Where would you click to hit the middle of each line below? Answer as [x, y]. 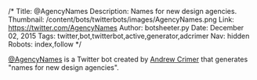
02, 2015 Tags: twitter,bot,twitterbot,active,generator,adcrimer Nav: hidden [129, 36]
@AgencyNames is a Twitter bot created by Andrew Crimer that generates [128, 59]
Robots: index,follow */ [45, 44]
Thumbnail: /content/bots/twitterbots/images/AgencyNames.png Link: [121, 19]
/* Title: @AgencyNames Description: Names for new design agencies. [123, 11]
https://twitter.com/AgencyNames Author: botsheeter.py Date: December [126, 28]
